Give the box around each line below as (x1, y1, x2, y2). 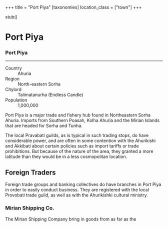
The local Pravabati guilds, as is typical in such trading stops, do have (5, 132, 149, 138)
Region (5, 76, 20, 82)
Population (5, 97, 27, 103)
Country (5, 65, 22, 71)
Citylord (5, 86, 21, 92)
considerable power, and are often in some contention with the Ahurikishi (5, 137, 156, 144)
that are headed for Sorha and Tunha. (5, 122, 82, 129)
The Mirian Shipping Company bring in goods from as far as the (5, 216, 136, 222)
